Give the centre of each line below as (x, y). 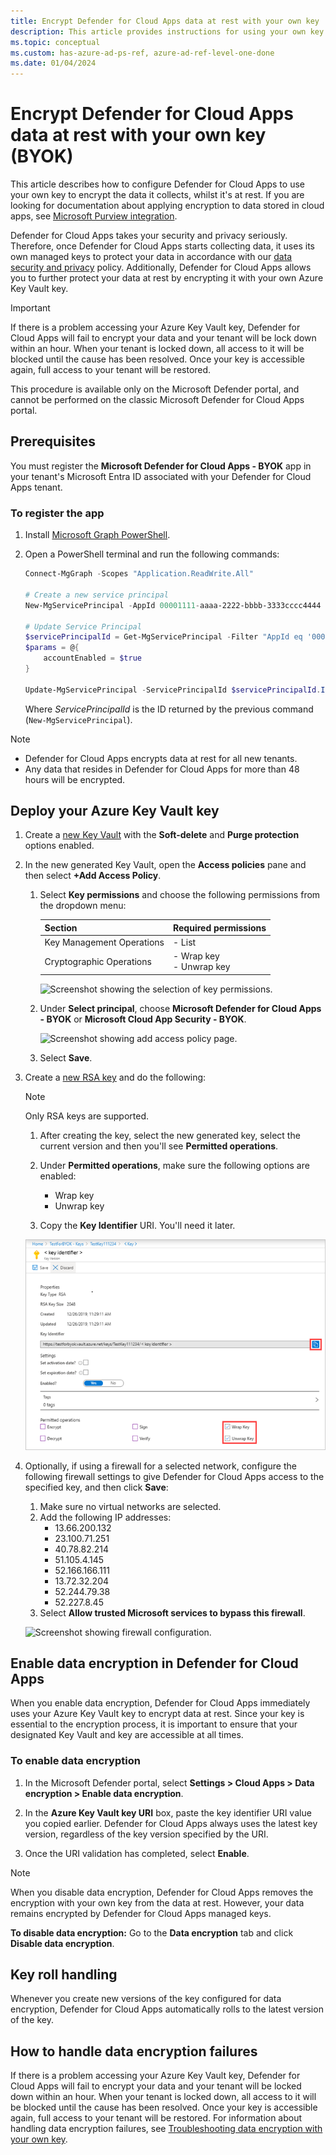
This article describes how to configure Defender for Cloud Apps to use (157, 184)
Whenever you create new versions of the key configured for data (146, 1999)
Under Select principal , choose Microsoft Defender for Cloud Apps (180, 1008)
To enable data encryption (75, 1761)
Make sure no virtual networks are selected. (130, 1506)
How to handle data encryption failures (134, 2051)
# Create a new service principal (96, 595)
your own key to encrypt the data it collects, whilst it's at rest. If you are (157, 195)
